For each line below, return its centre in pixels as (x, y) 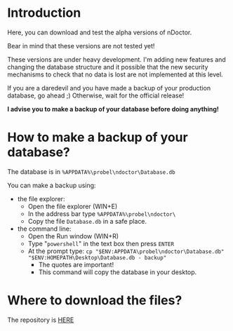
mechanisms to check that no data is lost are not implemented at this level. (115, 74)
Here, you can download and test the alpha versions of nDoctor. (100, 32)
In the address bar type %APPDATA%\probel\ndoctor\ (102, 214)
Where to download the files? (95, 300)
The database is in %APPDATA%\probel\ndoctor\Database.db (91, 171)
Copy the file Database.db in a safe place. (87, 221)
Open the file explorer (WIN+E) (73, 206)
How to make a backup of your (98, 137)
